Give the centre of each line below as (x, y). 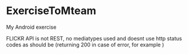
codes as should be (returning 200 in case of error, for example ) (85, 45)
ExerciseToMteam (51, 11)
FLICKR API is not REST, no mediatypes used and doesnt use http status (94, 38)
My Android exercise (31, 27)
